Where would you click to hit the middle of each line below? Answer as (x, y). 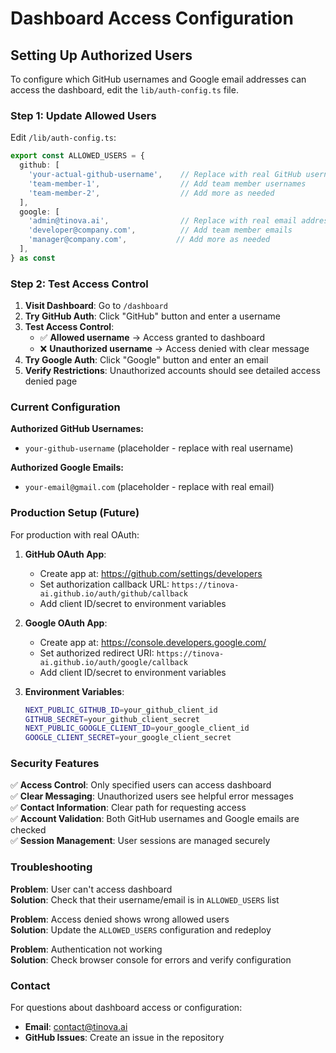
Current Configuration (65, 407)
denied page (51, 381)
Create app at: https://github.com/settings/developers (151, 573)
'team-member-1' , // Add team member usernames (167, 183)
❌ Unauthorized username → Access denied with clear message (174, 349)
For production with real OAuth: (75, 534)
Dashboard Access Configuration (152, 18)
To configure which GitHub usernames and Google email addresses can (158, 79)
